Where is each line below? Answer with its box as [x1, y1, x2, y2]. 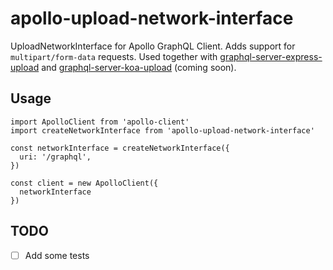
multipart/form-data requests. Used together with [10, 50, 218, 62]
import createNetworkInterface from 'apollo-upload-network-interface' [10, 125, 315, 136]
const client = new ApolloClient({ [10, 178, 159, 188]
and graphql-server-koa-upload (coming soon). [41, 61, 237, 73]
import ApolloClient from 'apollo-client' [10, 117, 190, 127]
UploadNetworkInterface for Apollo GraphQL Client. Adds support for [10, 40, 296, 52]
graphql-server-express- [219, 50, 323, 62]
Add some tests [24, 249, 90, 261]
